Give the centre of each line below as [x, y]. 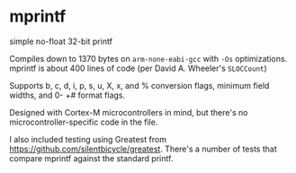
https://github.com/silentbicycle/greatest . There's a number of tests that [143, 149]
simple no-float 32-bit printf [61, 41]
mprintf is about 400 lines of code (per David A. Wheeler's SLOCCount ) [138, 68]
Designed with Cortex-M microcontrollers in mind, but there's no [129, 112]
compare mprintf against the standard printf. [91, 158]
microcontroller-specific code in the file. [84, 122]
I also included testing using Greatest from [88, 139]
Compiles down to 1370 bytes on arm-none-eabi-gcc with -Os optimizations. [148, 58]
